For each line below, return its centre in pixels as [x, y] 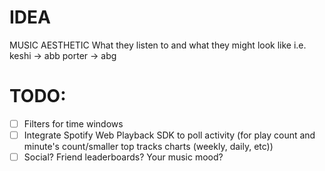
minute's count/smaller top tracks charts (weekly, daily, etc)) [148, 146]
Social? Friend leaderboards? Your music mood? [123, 157]
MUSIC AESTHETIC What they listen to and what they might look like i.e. [158, 45]
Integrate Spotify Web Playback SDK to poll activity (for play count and [169, 135]
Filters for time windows [73, 123]
